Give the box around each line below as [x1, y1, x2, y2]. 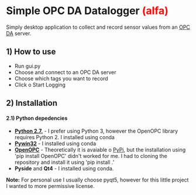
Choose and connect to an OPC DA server [14, 69, 116, 76]
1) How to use [6, 47, 56, 57]
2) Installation [6, 98, 57, 108]
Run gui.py [14, 62, 41, 69]
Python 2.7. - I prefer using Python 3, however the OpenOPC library [14, 127, 178, 135]
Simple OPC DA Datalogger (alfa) [6, 4, 169, 18]
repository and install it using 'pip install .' [14, 159, 115, 166]
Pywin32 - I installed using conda [14, 140, 97, 147]
